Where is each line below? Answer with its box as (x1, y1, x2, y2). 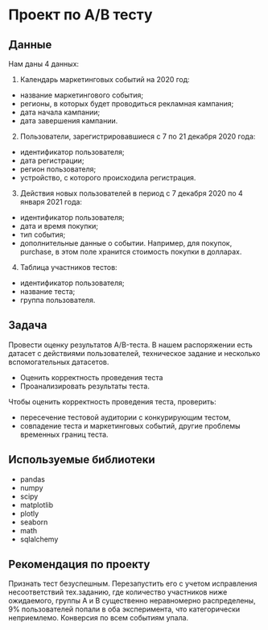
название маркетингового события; (19, 90, 143, 100)
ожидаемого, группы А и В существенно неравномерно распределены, (8, 596, 256, 606)
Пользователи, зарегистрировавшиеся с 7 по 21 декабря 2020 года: (19, 131, 256, 141)
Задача (8, 318, 47, 332)
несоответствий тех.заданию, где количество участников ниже (8, 587, 228, 597)
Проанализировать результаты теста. (19, 381, 150, 391)
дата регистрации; (19, 155, 85, 165)
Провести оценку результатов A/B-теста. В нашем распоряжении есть (8, 340, 254, 350)
